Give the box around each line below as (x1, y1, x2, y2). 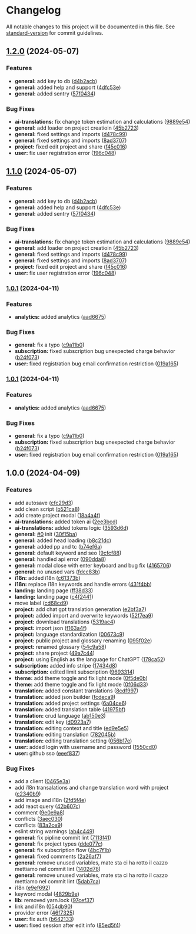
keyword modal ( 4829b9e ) (14, 890, 79, 897)
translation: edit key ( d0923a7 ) (14, 718, 91, 725)
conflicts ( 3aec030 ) (14, 815, 63, 822)
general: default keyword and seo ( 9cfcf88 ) (14, 549, 122, 556)
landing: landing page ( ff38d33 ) (14, 587, 93, 594)
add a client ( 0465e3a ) (14, 777, 71, 784)
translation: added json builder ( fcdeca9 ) (14, 693, 116, 700)
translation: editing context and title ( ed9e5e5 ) (14, 724, 129, 731)
